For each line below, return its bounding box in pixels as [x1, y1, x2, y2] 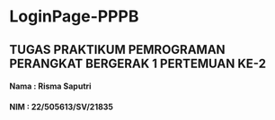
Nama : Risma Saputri [9, 81, 92, 91]
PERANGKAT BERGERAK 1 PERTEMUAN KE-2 [9, 56, 267, 71]
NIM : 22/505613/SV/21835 [9, 101, 114, 112]
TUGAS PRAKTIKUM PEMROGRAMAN [9, 42, 226, 57]
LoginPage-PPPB [9, 6, 139, 27]
